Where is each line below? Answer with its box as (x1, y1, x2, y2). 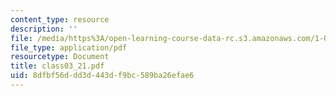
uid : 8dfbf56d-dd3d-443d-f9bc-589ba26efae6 (10, 71, 195, 81)
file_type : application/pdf (10, 42, 128, 53)
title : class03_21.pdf (10, 61, 105, 71)
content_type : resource (10, 14, 110, 25)
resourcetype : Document (10, 52, 110, 62)
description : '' (10, 24, 78, 34)
